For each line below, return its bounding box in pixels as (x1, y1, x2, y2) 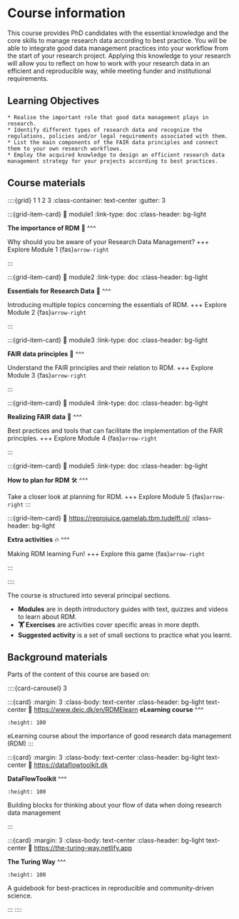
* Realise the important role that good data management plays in (7, 114, 209, 121)
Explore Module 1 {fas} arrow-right (7, 245, 109, 253)
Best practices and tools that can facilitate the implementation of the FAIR (7, 426, 223, 435)
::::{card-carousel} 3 (7, 684, 68, 693)
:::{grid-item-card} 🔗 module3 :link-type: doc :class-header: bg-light (7, 336, 208, 344)
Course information (7, 5, 126, 21)
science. (7, 891, 33, 900)
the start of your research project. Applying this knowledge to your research (7, 51, 231, 60)
